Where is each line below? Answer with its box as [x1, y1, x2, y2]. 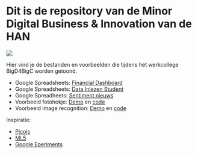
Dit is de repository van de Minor [6, 4, 173, 18]
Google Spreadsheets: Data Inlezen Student [14, 85, 124, 93]
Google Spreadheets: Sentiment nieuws [14, 91, 114, 99]
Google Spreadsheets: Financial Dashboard [14, 79, 123, 86]
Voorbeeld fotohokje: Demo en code [14, 98, 105, 105]
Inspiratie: [6, 116, 31, 123]
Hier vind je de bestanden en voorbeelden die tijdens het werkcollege [6, 61, 179, 68]
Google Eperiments [14, 140, 63, 148]
